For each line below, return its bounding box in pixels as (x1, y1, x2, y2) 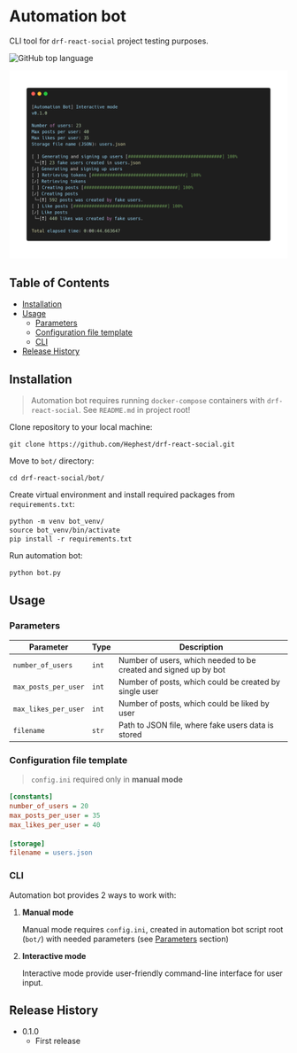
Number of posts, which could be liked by (118, 698, 270, 709)
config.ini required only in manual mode (30, 774, 184, 785)
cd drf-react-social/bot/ (9, 474, 104, 483)
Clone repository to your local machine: (9, 422, 153, 433)
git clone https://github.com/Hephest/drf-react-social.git (9, 441, 236, 449)
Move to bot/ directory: (9, 456, 95, 466)
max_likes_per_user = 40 (9, 820, 101, 830)
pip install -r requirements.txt (9, 534, 133, 544)
